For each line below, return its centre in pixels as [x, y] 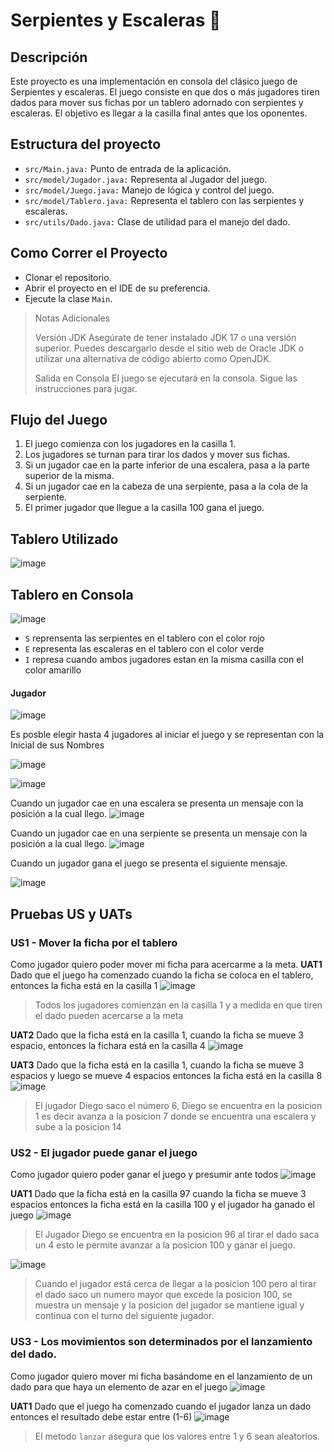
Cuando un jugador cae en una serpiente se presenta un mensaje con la [159, 833]
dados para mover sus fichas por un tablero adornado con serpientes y [157, 102]
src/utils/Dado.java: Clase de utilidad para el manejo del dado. [157, 221]
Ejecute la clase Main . [68, 298]
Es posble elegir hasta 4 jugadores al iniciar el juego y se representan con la [167, 735]
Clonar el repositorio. [68, 277]
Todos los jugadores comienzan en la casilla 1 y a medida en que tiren [178, 1005]
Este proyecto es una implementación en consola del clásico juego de [154, 81]
